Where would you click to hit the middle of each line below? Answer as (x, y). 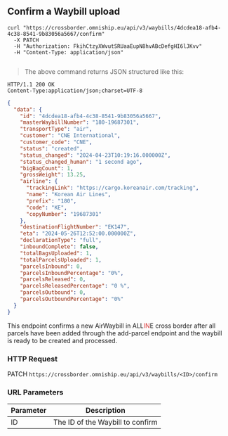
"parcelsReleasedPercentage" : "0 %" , (75, 286)
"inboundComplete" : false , (59, 247)
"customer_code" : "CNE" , (56, 142)
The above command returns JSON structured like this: (104, 71)
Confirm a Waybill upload (64, 12)
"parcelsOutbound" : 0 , (53, 293)
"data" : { (28, 109)
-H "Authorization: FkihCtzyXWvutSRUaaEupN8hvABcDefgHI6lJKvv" (108, 46)
